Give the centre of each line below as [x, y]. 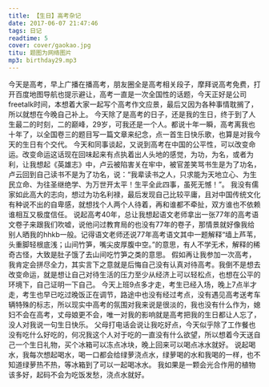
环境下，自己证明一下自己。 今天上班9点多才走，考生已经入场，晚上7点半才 [133, 284]
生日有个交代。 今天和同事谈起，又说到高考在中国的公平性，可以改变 [135, 144]
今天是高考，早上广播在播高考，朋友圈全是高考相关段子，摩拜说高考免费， [131, 84]
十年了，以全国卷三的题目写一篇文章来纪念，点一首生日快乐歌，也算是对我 [131, 134]
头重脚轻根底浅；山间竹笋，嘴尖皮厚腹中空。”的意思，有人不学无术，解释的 [131, 244]
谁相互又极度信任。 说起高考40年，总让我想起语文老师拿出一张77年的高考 [130, 214]
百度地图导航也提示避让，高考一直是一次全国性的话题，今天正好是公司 [130, 94]
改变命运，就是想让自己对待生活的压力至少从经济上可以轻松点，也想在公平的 [134, 274]
